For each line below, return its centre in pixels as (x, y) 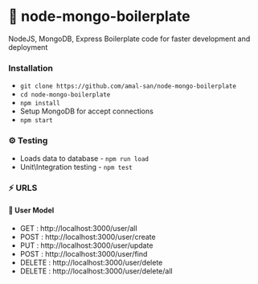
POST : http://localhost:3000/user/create (88, 237)
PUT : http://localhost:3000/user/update (86, 245)
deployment (28, 47)
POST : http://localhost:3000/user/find (84, 253)
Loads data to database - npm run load (84, 158)
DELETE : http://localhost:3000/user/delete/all (96, 271)
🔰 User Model (31, 210)
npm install (40, 104)
